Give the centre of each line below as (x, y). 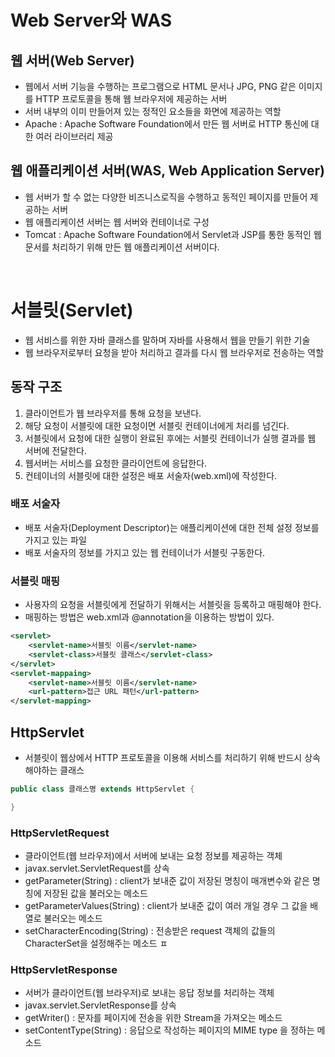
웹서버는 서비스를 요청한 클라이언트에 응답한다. (116, 463)
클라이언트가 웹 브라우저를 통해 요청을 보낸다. (113, 413)
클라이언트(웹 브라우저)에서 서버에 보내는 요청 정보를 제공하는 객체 (153, 856)
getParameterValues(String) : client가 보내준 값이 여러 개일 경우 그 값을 (166, 906)
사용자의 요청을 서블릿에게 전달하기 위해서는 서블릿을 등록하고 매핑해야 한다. (173, 605)
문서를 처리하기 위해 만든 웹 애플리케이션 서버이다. (122, 247)
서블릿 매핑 (35, 581)
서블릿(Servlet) (72, 310)
